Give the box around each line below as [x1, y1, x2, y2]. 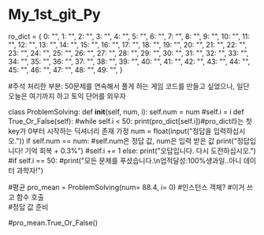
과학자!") [16, 166, 44, 175]
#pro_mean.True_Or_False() [8, 218, 99, 227]
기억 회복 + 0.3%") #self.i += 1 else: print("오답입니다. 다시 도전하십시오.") [24, 146, 256, 155]
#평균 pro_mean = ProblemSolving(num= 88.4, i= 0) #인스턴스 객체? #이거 [8, 182, 245, 192]
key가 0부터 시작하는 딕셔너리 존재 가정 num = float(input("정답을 [8, 126, 212, 136]
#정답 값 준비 [8, 202, 49, 211]
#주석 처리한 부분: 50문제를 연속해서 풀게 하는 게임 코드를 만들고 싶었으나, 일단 [8, 81, 250, 91]
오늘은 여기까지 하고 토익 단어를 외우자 [8, 91, 126, 100]
